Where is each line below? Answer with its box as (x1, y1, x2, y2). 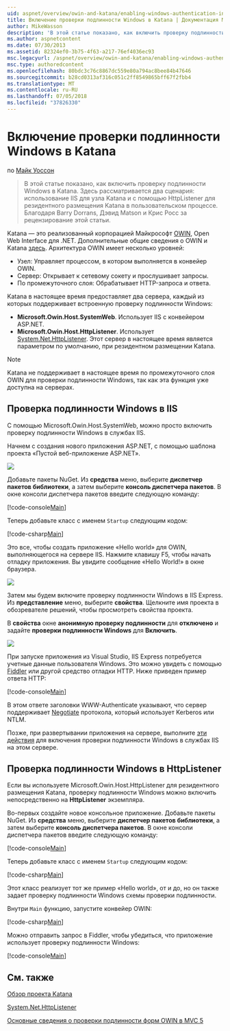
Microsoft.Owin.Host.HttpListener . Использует (16, 327, 155, 335)
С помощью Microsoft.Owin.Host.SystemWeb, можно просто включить (7, 421, 212, 429)
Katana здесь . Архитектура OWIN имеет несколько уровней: (7, 244, 185, 252)
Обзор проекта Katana (7, 990, 73, 998)
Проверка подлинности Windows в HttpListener (7, 763, 222, 775)
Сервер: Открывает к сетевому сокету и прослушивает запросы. (16, 272, 209, 280)
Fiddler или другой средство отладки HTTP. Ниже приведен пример (7, 667, 207, 675)
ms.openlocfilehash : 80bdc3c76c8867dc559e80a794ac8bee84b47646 (7, 67, 192, 74)
